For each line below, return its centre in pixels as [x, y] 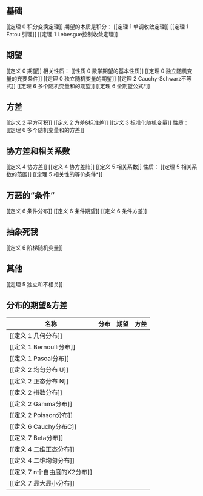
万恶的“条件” [31, 195]
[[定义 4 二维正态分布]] [42, 449]
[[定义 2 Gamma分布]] [41, 403]
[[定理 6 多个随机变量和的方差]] [45, 130]
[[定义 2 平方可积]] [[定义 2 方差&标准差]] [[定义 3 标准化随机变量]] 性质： [98, 122]
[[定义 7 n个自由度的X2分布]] [51, 472]
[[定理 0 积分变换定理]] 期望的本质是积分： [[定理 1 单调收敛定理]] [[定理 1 [98, 27]
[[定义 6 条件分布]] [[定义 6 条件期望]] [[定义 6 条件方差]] [77, 211]
